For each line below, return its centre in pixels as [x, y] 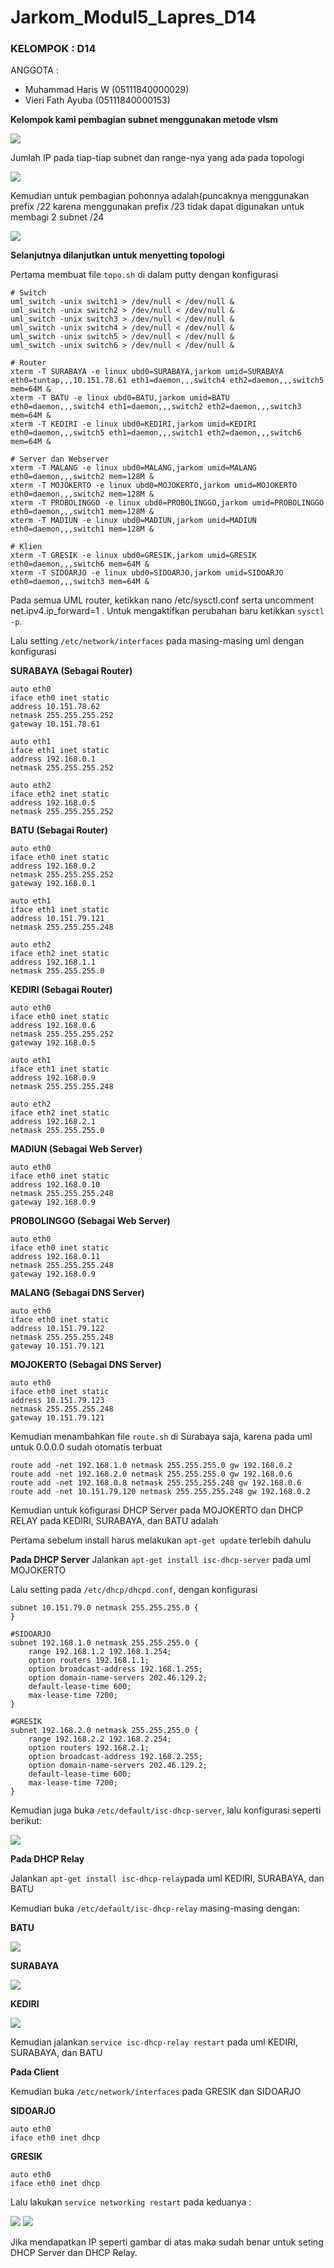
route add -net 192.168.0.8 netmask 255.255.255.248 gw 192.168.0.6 [156, 1483]
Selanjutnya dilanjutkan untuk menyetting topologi [117, 255]
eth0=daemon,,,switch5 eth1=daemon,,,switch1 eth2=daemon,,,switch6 [156, 433]
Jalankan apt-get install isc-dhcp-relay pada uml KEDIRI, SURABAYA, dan [167, 1878]
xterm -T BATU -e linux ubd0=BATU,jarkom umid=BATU [120, 398]
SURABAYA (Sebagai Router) [71, 671]
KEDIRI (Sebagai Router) [61, 990]
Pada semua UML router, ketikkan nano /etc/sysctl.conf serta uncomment [162, 600]
